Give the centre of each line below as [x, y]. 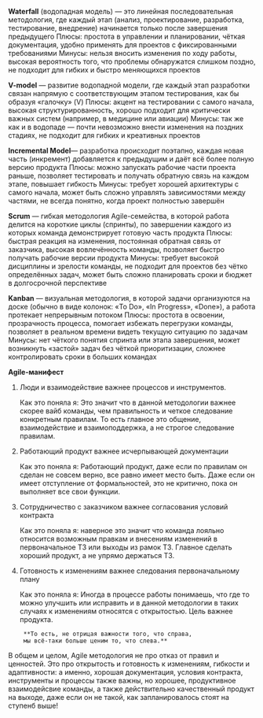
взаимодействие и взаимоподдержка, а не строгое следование [127, 427]
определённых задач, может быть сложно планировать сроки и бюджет [130, 274]
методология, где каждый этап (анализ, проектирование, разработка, [126, 20]
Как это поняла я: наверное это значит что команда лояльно [122, 530]
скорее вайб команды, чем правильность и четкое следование [126, 411]
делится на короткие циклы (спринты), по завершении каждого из [120, 224]
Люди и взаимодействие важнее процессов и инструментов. [122, 387]
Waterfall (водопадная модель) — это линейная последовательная [121, 11]
